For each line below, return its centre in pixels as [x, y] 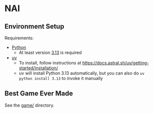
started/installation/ [38, 68]
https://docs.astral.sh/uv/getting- [115, 63]
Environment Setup [34, 26]
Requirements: [19, 38]
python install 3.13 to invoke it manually [61, 78]
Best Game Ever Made [39, 93]
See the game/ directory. [29, 105]
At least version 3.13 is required [50, 52]
